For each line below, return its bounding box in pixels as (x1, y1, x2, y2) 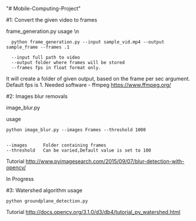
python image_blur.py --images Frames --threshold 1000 (6, 127, 146, 133)
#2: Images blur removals (6, 93, 68, 99)
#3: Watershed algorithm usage (6, 187, 83, 193)
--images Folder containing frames (6, 142, 107, 148)
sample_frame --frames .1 (6, 44, 69, 50)
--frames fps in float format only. (11, 65, 101, 71)
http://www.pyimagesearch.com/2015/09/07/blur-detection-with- (25, 158, 185, 165)
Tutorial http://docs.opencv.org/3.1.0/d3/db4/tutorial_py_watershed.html (6, 209, 181, 215)
